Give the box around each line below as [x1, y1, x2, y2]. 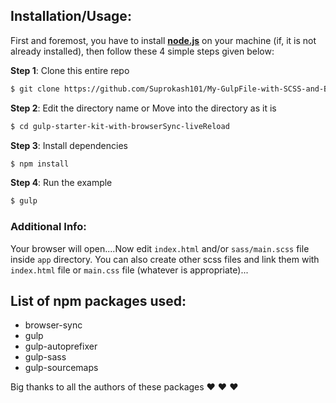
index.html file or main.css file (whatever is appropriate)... [10, 264, 249, 276]
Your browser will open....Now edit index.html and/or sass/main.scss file [10, 242, 310, 254]
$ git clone [10, 84, 60, 94]
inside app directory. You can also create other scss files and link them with [10, 253, 320, 265]
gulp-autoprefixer [24, 340, 98, 353]
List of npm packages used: [10, 293, 187, 309]
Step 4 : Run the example [10, 177, 113, 189]
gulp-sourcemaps [24, 362, 99, 374]
